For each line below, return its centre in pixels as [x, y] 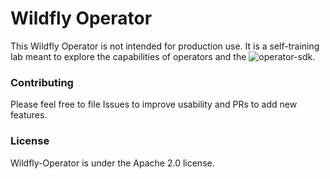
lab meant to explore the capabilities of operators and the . [163, 56]
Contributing [42, 82]
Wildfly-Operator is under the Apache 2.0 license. [112, 163]
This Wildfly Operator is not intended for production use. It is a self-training [165, 46]
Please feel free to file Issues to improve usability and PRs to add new [154, 104]
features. [29, 115]
